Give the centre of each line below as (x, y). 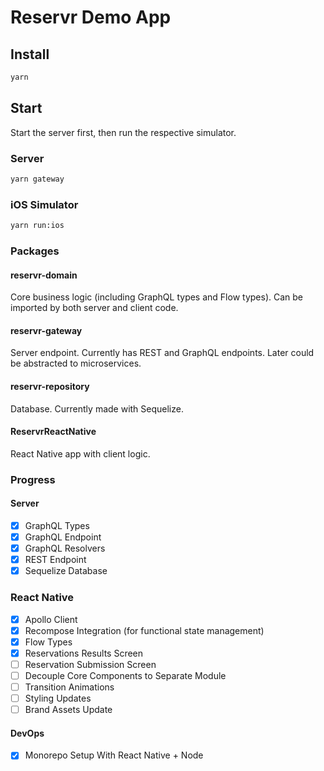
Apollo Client (51, 619)
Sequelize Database (66, 571)
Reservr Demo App (91, 17)
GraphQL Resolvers (65, 548)
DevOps (27, 733)
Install (30, 54)
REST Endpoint (55, 560)
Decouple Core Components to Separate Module (125, 675)
